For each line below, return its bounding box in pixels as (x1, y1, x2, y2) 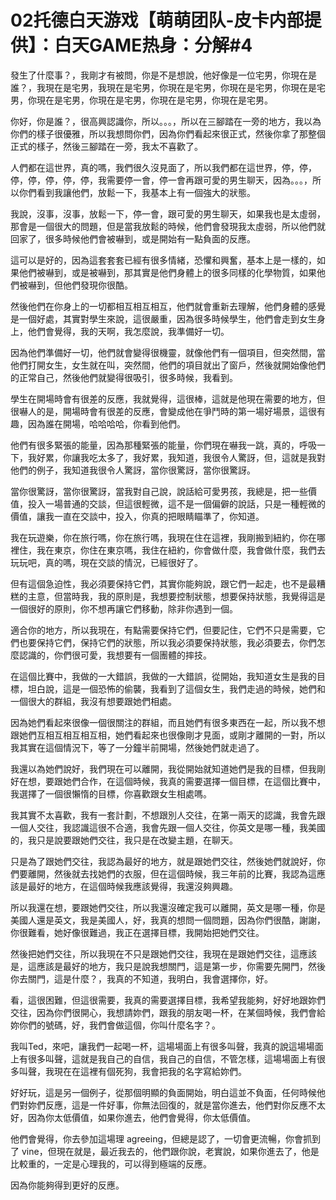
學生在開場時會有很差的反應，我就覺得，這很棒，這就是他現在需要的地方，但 (10, 392, 326, 405)
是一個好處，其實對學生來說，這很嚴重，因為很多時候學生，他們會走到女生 (10, 312, 317, 325)
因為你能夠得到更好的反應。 (10, 1179, 125, 1191)
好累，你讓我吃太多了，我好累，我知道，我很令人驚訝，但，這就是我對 (36, 451, 326, 463)
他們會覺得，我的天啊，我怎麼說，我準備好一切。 (27, 325, 230, 337)
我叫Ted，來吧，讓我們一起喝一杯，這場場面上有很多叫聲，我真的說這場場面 (10, 1040, 324, 1052)
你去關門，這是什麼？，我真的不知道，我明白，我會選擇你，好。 (10, 972, 273, 985)
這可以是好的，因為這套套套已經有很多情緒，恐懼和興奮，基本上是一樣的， (10, 254, 317, 266)
